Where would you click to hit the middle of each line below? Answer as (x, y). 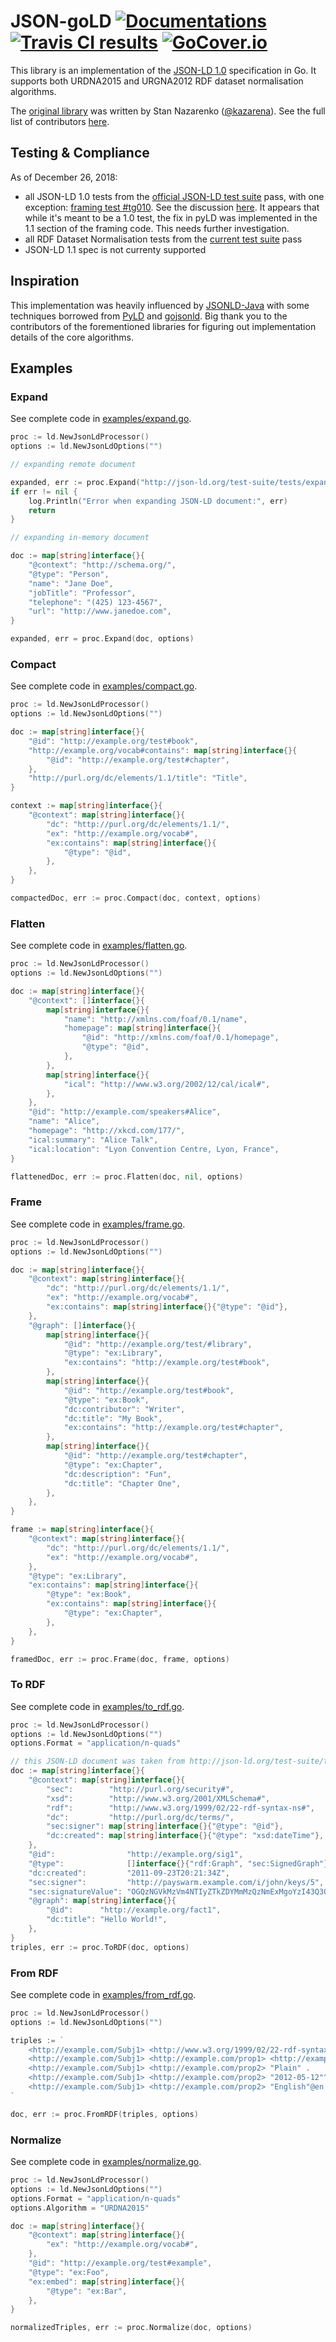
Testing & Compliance (80, 153)
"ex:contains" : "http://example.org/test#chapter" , (173, 1428)
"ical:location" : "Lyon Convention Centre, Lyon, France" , (154, 1149)
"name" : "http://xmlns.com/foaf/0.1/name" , (155, 1019)
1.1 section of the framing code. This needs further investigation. (157, 228)
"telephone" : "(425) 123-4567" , (95, 602)
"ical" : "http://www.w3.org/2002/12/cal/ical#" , (167, 1084)
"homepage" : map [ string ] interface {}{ (142, 1028)
